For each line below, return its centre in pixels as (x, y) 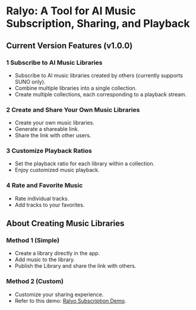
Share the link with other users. (53, 136)
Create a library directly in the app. (57, 253)
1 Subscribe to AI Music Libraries (54, 62)
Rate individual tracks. (42, 198)
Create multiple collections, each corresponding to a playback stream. (101, 94)
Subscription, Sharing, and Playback (98, 24)
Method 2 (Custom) (35, 281)
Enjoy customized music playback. (57, 170)
